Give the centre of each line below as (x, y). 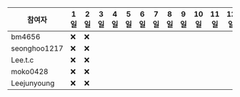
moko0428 (30, 72)
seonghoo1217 (37, 48)
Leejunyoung (33, 83)
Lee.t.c (22, 60)
